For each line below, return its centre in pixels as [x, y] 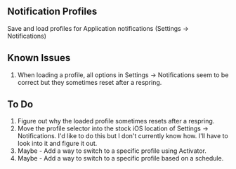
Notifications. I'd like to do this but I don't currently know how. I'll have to [123, 136]
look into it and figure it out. [57, 144]
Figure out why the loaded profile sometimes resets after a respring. [116, 121]
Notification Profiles [52, 12]
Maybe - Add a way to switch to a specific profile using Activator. [112, 151]
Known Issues [39, 58]
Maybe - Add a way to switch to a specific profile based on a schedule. [120, 158]
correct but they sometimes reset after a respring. [90, 82]
